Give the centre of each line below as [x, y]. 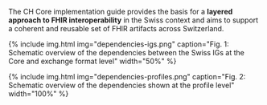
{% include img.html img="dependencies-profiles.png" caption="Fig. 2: [127, 77]
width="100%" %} [39, 94]
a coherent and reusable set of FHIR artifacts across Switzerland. [116, 28]
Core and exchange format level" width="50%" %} [92, 61]
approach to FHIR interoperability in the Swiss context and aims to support [133, 20]
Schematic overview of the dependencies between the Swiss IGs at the [127, 52]
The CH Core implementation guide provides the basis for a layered [121, 12]
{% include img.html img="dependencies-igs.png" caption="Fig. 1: [119, 44]
